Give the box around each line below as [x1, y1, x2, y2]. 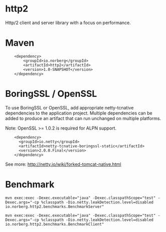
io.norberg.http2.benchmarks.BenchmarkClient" [5, 221, 104, 226]
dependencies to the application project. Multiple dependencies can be [5, 110, 152, 116]
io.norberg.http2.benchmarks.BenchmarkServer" [5, 204, 104, 209]
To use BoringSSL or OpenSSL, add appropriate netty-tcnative [5, 104, 134, 110]
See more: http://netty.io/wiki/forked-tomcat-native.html [5, 161, 121, 167]
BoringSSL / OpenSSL [5, 88, 97, 99]
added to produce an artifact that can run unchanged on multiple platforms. [5, 115, 161, 121]
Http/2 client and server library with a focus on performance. [5, 20, 131, 26]
